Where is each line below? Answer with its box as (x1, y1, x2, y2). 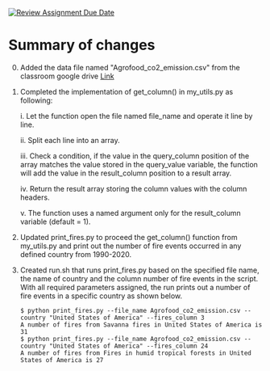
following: (19, 95, 53, 105)
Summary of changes (8, 36, 156, 54)
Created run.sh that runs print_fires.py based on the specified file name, (19, 265, 260, 275)
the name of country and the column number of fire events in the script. (19, 273, 259, 283)
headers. (19, 192, 50, 202)
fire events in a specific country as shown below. (19, 291, 183, 301)
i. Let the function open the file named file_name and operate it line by (19, 111, 253, 120)
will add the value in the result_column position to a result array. (19, 168, 232, 178)
